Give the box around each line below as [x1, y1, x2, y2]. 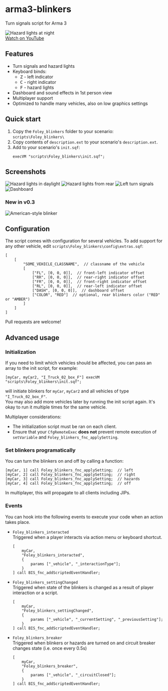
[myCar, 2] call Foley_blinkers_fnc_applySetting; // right [5, 472, 136, 477]
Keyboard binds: [12, 68, 47, 74]
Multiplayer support [12, 95, 54, 101]
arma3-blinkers [5, 4, 72, 15]
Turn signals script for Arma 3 [5, 20, 67, 26]
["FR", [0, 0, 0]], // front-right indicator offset [32, 280, 147, 285]
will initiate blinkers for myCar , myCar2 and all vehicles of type [5, 388, 129, 394]
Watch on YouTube [5, 35, 44, 41]
